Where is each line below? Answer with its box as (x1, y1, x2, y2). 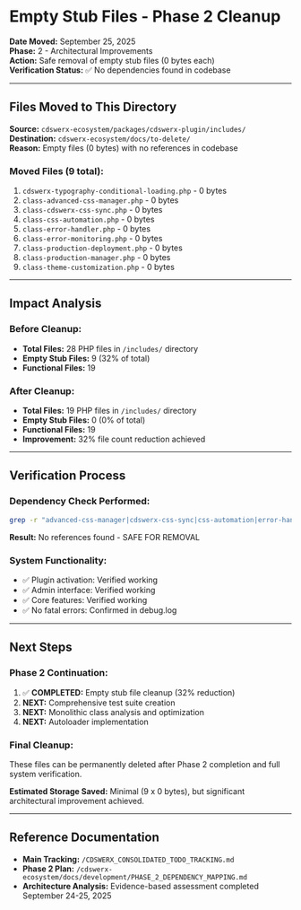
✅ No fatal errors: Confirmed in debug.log (21, 604, 177, 616)
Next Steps (9, 640, 73, 655)
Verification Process (9, 468, 126, 484)
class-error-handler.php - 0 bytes (21, 223, 150, 234)
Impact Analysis (9, 296, 102, 311)
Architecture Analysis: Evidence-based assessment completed (21, 880, 260, 891)
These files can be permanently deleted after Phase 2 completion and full (9, 758, 280, 769)
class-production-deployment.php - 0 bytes (21, 242, 184, 253)
